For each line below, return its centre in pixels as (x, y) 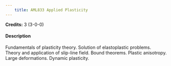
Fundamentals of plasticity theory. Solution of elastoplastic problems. (78, 47)
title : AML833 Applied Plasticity (51, 10)
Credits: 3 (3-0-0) (25, 24)
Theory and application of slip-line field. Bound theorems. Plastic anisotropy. (86, 53)
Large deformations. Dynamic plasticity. (47, 58)
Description (18, 36)
